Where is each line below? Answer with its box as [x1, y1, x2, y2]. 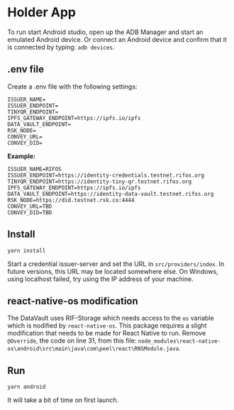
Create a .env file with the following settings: [7, 82, 138, 91]
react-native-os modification [7, 295, 138, 307]
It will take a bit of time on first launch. [7, 396, 119, 404]
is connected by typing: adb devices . [7, 43, 115, 51]
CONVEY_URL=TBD [7, 203, 52, 210]
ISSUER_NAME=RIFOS [7, 165, 62, 172]
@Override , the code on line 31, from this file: [7, 336, 137, 345]
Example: [7, 152, 36, 160]
